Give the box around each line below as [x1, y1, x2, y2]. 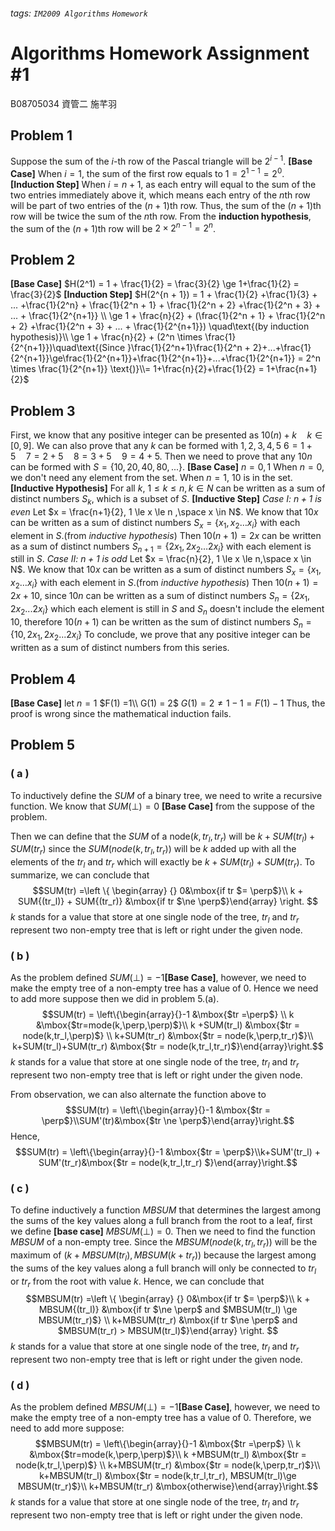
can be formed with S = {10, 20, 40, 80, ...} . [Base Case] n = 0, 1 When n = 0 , [10, 460, 325, 473]
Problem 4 [10, 670, 77, 688]
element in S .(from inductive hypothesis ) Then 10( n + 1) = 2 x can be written [10, 529, 322, 541]
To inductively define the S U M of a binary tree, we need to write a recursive [10, 789, 323, 801]
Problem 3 [10, 402, 76, 419]
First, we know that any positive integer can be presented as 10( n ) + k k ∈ [10, 429, 323, 441]
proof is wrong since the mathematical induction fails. [10, 707, 232, 719]
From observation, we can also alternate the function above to [10, 1088, 267, 1100]
